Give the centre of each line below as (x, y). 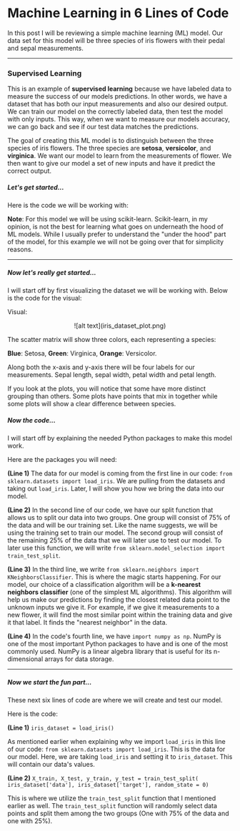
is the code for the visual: (45, 298)
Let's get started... (36, 187)
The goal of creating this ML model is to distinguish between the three (111, 141)
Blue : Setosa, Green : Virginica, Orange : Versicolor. (82, 353)
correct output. (30, 171)
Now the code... (31, 420)
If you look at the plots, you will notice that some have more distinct (106, 389)
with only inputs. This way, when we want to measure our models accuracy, (119, 119)
